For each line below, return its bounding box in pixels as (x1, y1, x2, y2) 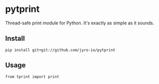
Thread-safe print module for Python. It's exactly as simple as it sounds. (5, 20, 154, 26)
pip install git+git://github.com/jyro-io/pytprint (5, 47, 115, 53)
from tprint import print (5, 74, 59, 79)
